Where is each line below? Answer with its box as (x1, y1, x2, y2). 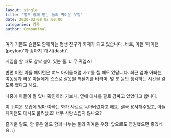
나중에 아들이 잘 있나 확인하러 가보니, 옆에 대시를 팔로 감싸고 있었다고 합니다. (5, 93, 158, 99)
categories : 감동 (5, 21, 40, 27)
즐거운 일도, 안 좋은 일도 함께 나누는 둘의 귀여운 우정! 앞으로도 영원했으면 (5, 121, 150, 127)
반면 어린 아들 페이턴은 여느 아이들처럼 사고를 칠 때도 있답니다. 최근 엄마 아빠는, (5, 70, 163, 76)
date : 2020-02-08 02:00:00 (5, 17, 63, 22)
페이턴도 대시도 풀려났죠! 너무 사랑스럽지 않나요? (5, 110, 102, 117)
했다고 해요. (14, 82, 38, 88)
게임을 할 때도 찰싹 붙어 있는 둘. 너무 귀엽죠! (5, 58, 92, 64)
